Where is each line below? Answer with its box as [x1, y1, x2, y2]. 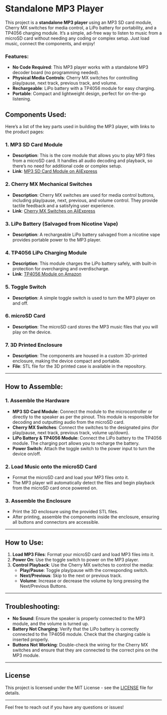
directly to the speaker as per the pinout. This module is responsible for [12, 413, 159, 420]
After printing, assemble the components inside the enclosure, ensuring [12, 514, 160, 520]
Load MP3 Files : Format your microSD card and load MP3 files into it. [12, 552, 155, 557]
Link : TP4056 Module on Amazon [12, 271, 82, 277]
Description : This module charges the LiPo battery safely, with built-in [12, 260, 157, 266]
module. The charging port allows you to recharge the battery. [12, 440, 140, 446]
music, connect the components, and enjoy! [5, 40, 95, 46]
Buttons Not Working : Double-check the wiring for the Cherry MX [12, 642, 148, 648]
